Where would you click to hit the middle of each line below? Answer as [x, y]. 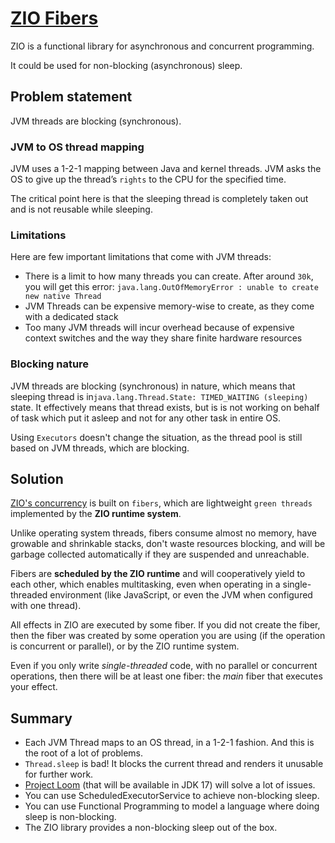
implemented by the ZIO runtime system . [96, 514]
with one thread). [46, 606]
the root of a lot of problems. [84, 753]
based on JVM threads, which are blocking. [100, 448]
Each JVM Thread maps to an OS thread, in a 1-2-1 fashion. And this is [169, 743]
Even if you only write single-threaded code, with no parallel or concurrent [164, 666]
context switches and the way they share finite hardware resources [163, 338]
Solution [37, 479]
